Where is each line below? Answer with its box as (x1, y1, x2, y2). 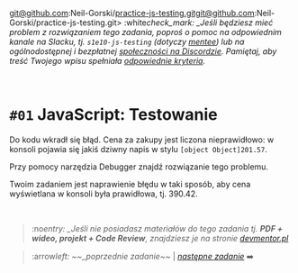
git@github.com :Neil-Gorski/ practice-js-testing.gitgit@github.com (9, 8, 255, 18)
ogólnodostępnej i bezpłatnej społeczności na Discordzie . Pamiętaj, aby (9, 46, 277, 57)
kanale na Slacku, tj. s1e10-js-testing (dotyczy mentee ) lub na (9, 36, 245, 47)
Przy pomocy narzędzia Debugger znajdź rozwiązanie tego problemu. (9, 161, 268, 172)
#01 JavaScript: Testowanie (9, 105, 218, 125)
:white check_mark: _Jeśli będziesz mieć (123, 17, 274, 28)
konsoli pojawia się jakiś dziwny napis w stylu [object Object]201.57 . (9, 143, 267, 154)
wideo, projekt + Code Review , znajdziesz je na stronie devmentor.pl (31, 232, 289, 243)
